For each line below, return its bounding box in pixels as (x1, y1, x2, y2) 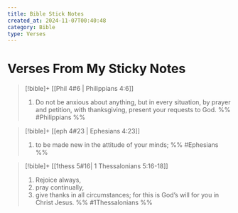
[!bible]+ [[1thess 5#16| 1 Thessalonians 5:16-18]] (24, 162, 168, 170)
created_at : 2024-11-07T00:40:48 (7, 17, 107, 24)
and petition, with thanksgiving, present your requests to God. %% (35, 106, 231, 114)
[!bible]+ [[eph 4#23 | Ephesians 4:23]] (24, 127, 141, 136)
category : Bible (7, 23, 55, 31)
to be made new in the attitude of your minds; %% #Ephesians (35, 141, 219, 149)
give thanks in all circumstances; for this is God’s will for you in (35, 191, 220, 200)
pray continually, (35, 183, 85, 192)
